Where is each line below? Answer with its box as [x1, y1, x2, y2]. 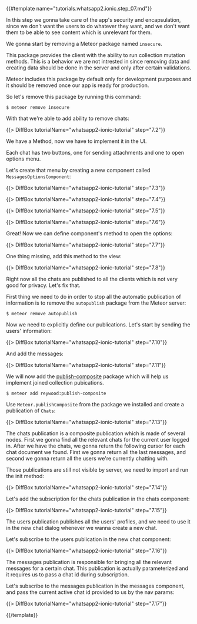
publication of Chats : [6, 407, 56, 414]
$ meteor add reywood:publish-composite [6, 391, 107, 396]
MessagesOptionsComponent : [6, 173, 71, 180]
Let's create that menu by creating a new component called [6, 167, 151, 173]
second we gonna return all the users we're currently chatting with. [6, 455, 169, 462]
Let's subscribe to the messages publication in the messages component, [6, 582, 185, 589]
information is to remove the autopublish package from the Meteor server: [6, 299, 186, 306]
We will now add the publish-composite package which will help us [6, 373, 169, 380]
